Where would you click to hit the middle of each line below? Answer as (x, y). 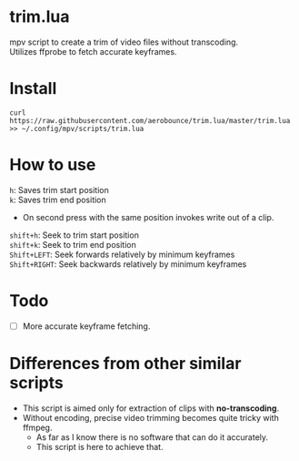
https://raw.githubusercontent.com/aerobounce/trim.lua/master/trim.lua (150, 120)
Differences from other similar (125, 364)
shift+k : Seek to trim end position (73, 244)
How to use (53, 165)
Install (33, 89)
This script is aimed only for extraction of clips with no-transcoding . (151, 408)
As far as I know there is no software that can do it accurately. (152, 437)
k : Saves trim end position (58, 200)
